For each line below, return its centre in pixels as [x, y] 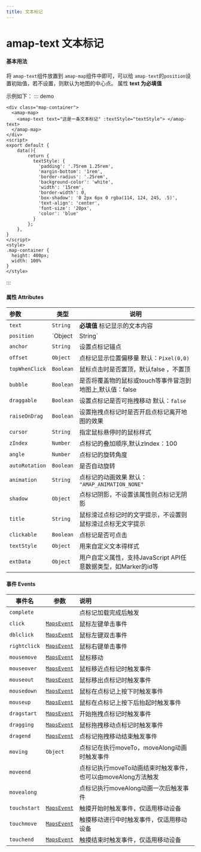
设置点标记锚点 [100, 347]
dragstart [23, 714]
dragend [20, 736]
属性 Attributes [25, 297]
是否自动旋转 [97, 466]
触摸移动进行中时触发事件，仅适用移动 [133, 820]
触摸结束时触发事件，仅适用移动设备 [130, 840]
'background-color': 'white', [76, 182]
